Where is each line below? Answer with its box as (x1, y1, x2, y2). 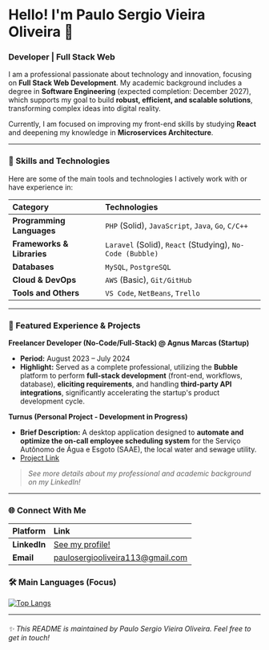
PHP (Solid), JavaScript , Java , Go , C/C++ (105, 219, 248, 231)
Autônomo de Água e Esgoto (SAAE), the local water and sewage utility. (19, 444, 257, 455)
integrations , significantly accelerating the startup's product (19, 388, 220, 398)
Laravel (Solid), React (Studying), (105, 239, 231, 250)
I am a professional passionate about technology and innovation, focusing (8, 70, 252, 80)
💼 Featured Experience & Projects (8, 320, 141, 331)
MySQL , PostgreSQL (105, 261, 171, 272)
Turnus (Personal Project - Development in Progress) (8, 412, 188, 422)
